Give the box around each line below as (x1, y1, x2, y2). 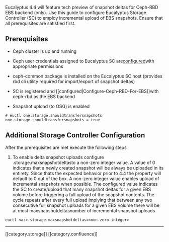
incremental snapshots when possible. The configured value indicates (12, 181, 158, 187)
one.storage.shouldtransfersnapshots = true (5, 117, 100, 122)
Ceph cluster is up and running (12, 48, 77, 54)
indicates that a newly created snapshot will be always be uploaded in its (12, 165, 164, 171)
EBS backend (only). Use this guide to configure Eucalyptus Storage (5, 10, 147, 16)
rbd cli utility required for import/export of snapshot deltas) (12, 78, 135, 85)
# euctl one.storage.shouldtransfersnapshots (5, 113, 102, 118)
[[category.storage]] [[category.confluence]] (5, 231, 98, 237)
